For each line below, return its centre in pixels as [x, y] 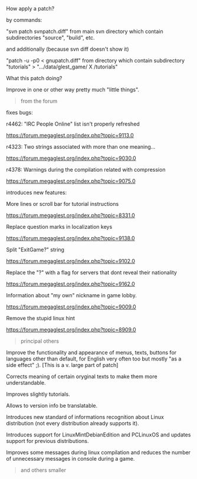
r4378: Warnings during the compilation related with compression [86, 170]
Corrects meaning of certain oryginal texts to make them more [82, 376]
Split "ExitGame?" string [35, 250]
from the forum [39, 101]
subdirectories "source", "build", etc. [51, 37]
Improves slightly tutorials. [38, 394]
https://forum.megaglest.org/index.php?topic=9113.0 [70, 135]
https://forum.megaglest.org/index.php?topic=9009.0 [71, 307]
